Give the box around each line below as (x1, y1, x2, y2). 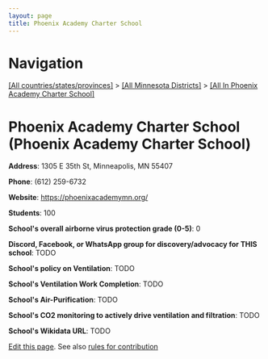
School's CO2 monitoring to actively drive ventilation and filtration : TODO (8, 311, 260, 320)
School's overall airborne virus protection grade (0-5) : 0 (8, 223, 201, 234)
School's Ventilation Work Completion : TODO (8, 279, 164, 289)
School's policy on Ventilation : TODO (8, 264, 136, 273)
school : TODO (8, 248, 57, 258)
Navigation (8, 54, 83, 73)
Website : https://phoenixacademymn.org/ (8, 193, 149, 202)
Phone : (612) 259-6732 (8, 177, 86, 186)
